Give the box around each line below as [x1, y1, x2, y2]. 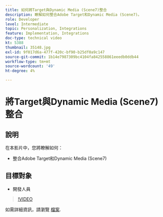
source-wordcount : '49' [5, 64, 56, 69]
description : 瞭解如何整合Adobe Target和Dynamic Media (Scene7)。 [5, 12, 142, 17]
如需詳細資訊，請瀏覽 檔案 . [5, 206, 61, 212]
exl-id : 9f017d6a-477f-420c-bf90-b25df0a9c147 [5, 49, 105, 55]
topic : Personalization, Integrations [5, 26, 87, 31]
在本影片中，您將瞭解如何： [5, 145, 63, 150]
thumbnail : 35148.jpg [5, 45, 51, 50]
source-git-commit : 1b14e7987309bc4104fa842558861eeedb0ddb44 [5, 54, 139, 60]
